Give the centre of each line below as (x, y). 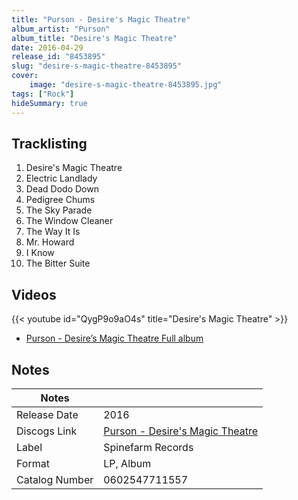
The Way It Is (53, 232)
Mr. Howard (50, 242)
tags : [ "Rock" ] (43, 94)
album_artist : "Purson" (61, 29)
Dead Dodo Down (62, 189)
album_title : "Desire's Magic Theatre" (94, 38)
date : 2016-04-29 (47, 47)
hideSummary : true (49, 103)
